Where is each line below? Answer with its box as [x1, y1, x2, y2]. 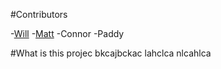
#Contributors [10, 9, 68, 20]
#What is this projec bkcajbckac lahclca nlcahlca [10, 47, 212, 59]
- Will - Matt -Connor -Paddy [10, 28, 125, 39]
